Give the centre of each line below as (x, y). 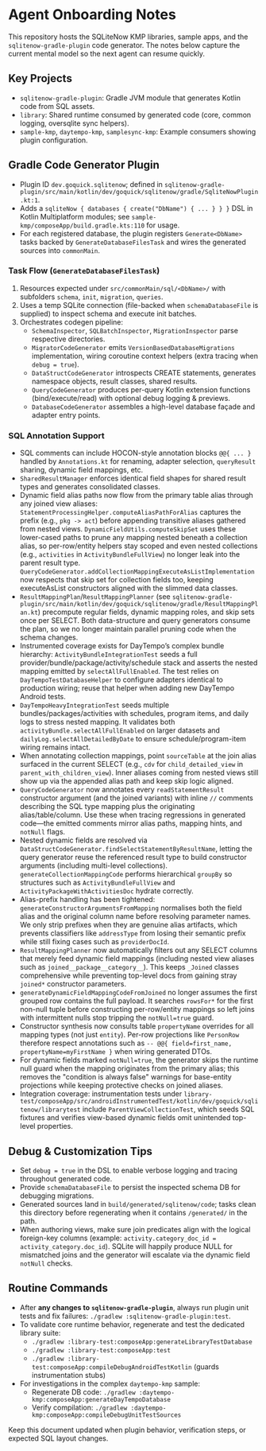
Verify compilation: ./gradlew (79, 1407)
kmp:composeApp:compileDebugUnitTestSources (106, 1415)
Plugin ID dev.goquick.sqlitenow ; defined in (91, 184)
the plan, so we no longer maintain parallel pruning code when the (128, 629)
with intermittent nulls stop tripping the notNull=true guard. (117, 1018)
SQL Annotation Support (56, 435)
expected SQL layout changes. (58, 1438)
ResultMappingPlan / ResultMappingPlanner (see (95, 597)
